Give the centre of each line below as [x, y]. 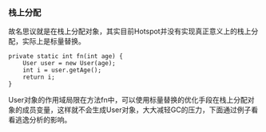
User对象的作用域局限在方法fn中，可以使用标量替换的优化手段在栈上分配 [128, 100]
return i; [39, 77]
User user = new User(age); [69, 64]
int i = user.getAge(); [62, 70]
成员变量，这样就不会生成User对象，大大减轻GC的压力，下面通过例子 [137, 110]
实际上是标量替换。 [54, 41]
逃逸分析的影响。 [43, 120]
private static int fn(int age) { [66, 56]
